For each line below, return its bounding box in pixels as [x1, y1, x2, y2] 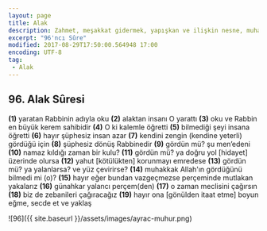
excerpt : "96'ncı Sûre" [8, 33, 87, 42]
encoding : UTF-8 [8, 48, 62, 56]
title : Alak [8, 19, 48, 27]
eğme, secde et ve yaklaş [8, 198, 92, 207]
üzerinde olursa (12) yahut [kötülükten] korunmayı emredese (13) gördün [8, 156, 246, 165]
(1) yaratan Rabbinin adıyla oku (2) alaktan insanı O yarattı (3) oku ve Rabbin [8, 114, 257, 123]
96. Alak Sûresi [8, 93, 85, 106]
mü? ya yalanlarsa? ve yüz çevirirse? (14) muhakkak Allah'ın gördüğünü [8, 164, 242, 174]
